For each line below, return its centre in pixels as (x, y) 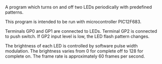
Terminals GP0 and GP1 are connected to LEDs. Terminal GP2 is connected (81, 31)
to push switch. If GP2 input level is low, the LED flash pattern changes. (77, 36)
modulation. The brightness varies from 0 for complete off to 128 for (74, 51)
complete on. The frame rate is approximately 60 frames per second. (75, 56)
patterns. (14, 12)
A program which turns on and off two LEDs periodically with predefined (79, 7)
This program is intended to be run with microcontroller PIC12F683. (73, 22)
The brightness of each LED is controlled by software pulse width (71, 46)
